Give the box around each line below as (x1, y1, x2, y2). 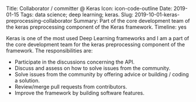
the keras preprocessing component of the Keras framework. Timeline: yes (6, 23, 187, 30)
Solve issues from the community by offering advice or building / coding (14, 71, 189, 78)
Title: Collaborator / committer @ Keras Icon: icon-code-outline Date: (6, 5, 173, 12)
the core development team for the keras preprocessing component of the (6, 41, 185, 48)
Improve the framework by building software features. (14, 90, 145, 96)
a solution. (14, 77, 40, 84)
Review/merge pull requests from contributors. (14, 83, 128, 90)
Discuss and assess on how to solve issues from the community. (14, 65, 171, 72)
